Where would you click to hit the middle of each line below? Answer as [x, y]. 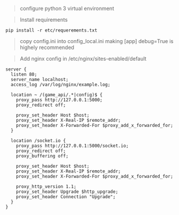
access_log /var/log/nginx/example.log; [61, 84]
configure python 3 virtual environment [67, 8]
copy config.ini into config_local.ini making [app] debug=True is [97, 41]
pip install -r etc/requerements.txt [51, 30]
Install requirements [44, 20]
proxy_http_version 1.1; [46, 186]
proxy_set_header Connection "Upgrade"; [66, 197]
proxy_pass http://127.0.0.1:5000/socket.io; [73, 146]
